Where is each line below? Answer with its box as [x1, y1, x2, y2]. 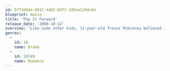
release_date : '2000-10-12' [5, 21, 65, 26]
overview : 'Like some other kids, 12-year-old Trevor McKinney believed [5, 26, 162, 31]
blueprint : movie [5, 12, 42, 17]
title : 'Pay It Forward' [5, 16, 58, 21]
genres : [5, 30, 22, 35]
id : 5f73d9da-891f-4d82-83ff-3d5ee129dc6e [5, 7, 96, 12]
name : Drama [14, 44, 39, 49]
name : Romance [14, 58, 44, 63]
